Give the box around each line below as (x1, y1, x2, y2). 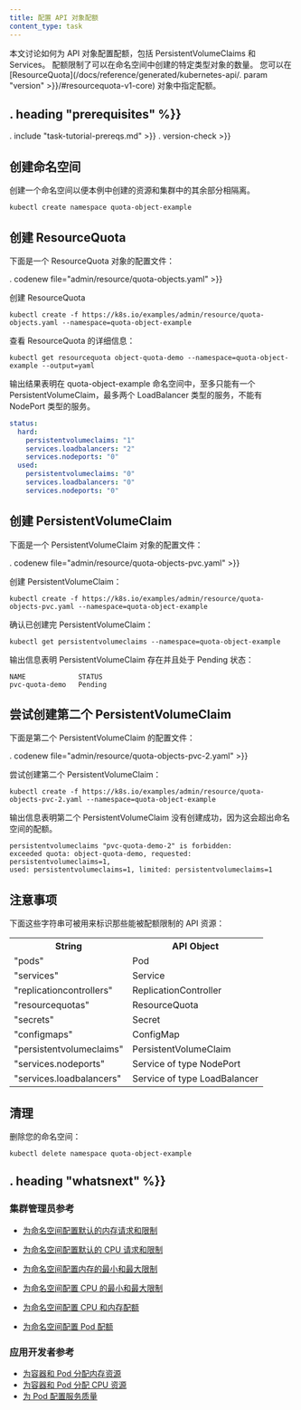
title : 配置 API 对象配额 (9, 13, 99, 23)
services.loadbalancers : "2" (25, 444, 136, 453)
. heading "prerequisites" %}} (9, 106, 183, 122)
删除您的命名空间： (9, 1131, 81, 1142)
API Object (171, 940, 220, 953)
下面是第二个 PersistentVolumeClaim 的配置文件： (9, 732, 196, 743)
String (55, 940, 83, 953)
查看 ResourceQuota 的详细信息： (9, 335, 136, 346)
